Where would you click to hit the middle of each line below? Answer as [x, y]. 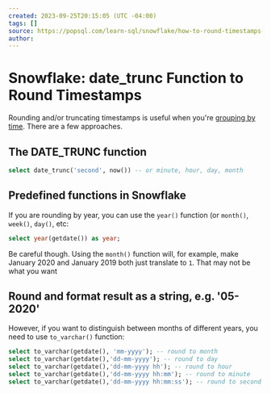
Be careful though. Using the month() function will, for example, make [124, 254]
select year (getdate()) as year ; [65, 238]
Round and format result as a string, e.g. [112, 296]
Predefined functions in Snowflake [98, 196]
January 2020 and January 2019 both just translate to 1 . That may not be [129, 262]
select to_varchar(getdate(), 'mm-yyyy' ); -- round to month [113, 352]
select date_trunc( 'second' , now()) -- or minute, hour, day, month [126, 170]
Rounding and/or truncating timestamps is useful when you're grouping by [132, 118]
